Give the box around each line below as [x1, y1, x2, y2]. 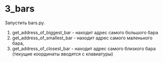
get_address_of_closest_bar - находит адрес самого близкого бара [12, 45, 156, 51]
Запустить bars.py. [5, 20, 45, 26]
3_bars [5, 3, 35, 15]
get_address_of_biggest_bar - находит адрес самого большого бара [12, 29, 158, 35]
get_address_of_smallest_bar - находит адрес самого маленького [12, 35, 153, 41]
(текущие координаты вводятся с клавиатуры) [12, 51, 113, 57]
